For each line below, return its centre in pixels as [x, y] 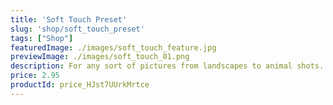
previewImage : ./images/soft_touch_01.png [100, 57]
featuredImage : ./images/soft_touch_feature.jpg [113, 47]
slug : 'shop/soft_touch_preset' [77, 29]
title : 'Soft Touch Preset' [69, 19]
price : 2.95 [35, 76]
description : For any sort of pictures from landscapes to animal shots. [167, 66]
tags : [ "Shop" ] [42, 38]
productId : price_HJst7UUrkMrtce [80, 85]
